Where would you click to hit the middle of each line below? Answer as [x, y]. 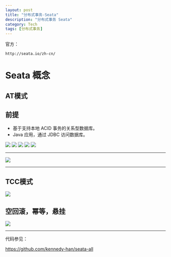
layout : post [19, 10]
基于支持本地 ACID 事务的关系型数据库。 [55, 128]
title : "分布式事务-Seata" [32, 15]
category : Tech [21, 24]
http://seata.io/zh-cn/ [31, 54]
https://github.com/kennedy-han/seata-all [49, 249]
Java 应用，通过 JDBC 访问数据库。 [50, 134]
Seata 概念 [28, 76]
